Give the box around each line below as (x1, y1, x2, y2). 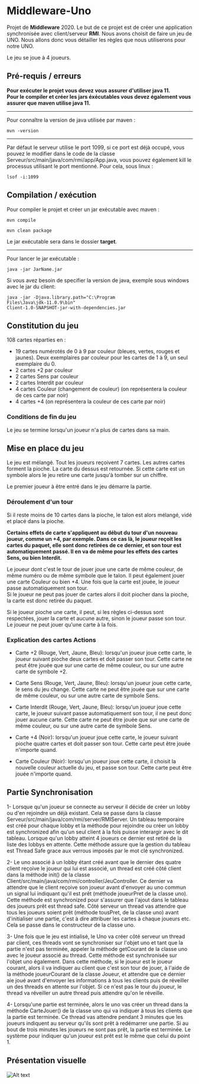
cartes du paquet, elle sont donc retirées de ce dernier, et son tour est (6, 541, 182, 549)
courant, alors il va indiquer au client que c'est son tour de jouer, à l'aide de (6, 964, 190, 971)
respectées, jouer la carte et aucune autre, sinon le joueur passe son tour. (6, 615, 187, 622)
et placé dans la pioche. (6, 517, 65, 524)
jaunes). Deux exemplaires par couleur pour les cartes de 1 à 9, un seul (15, 354, 188, 361)
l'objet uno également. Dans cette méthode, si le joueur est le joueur (6, 958, 173, 965)
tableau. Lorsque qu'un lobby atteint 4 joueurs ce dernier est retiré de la (6, 835, 182, 842)
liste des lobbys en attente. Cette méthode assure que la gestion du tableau (6, 840, 191, 848)
